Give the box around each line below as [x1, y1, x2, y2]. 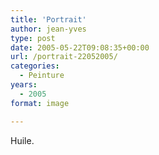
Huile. [10, 134, 35, 146]
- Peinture [19, 71, 65, 81]
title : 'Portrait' [10, 14, 87, 25]
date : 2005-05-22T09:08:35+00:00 [10, 42, 150, 53]
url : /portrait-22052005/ [10, 52, 118, 62]
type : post [10, 33, 56, 43]
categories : [10, 61, 60, 71]
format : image [10, 98, 70, 108]
